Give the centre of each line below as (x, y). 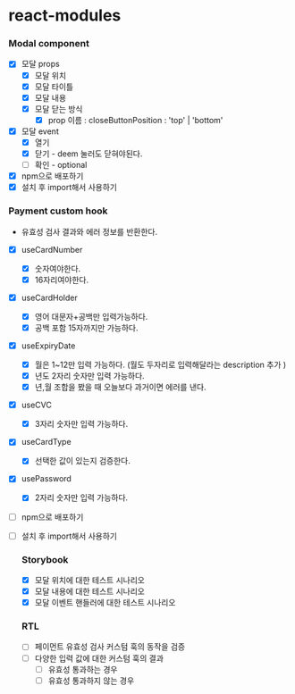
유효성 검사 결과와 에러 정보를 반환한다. (89, 231)
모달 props (40, 64)
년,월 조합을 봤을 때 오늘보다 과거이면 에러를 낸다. (120, 387)
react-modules (65, 16)
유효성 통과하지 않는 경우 (91, 681)
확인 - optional (61, 165)
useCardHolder (49, 297)
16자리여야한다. (62, 280)
